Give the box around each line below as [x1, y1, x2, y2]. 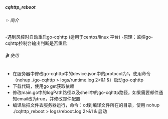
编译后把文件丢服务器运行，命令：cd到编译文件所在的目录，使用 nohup [12, 102, 160, 108]
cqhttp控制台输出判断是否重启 [5, 40, 67, 46]
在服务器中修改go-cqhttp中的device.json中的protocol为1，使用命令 [12, 70, 151, 76]
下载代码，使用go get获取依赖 [12, 83, 75, 89]
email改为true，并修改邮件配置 [17, 95, 81, 101]
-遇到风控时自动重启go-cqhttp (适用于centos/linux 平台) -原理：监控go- [5, 34, 153, 40]
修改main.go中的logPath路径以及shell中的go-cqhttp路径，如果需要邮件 [12, 89, 159, 95]
